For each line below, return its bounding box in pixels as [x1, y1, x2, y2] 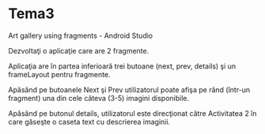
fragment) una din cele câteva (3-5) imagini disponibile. [8, 93, 190, 102]
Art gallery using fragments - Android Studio [8, 31, 153, 40]
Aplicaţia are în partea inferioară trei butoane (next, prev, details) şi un [8, 61, 237, 71]
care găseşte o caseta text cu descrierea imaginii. [8, 117, 171, 126]
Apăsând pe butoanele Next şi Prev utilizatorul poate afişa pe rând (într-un [8, 84, 251, 95]
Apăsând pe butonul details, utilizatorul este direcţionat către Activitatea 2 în [8, 108, 257, 118]
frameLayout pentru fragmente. [8, 69, 111, 79]
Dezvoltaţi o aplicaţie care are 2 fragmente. [8, 46, 150, 55]
